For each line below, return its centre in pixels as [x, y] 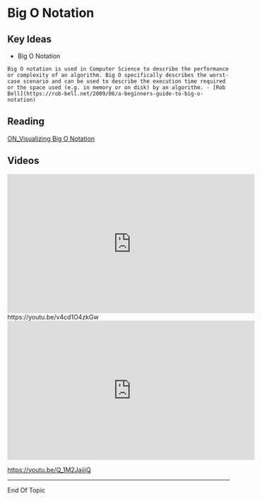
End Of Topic [26, 490]
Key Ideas [29, 39]
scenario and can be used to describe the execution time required [124, 81]
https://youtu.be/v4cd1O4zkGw [53, 317]
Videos [23, 161]
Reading [26, 122]
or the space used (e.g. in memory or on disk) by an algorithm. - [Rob [117, 88]
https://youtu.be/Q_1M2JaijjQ [49, 470]
